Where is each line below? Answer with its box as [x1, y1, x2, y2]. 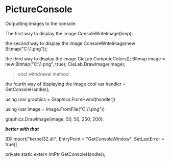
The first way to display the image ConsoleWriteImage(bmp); [5, 30, 133, 36]
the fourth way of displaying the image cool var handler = [5, 81, 126, 87]
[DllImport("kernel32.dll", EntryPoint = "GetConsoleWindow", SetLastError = [5, 135, 165, 142]
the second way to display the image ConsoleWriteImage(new [5, 40, 135, 47]
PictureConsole [5, 4, 72, 15]
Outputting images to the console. [5, 20, 77, 27]
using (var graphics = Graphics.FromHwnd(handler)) [5, 96, 116, 102]
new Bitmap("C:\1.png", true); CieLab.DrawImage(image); [5, 61, 126, 67]
